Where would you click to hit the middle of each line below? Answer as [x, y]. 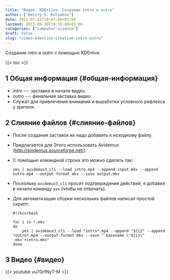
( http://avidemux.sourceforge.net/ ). [50, 150]
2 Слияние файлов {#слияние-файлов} [71, 123]
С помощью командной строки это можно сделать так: [73, 160]
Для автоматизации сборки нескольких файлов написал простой [83, 198]
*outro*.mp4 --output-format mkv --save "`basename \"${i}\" [79, 235]
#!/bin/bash [25, 213]
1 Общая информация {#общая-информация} [82, 78]
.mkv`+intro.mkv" [31, 240]
